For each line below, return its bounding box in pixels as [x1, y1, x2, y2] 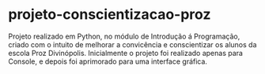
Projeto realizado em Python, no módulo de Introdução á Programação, [8, 31, 240, 41]
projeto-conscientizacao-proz [8, 6, 211, 24]
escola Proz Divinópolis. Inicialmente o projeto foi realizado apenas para [8, 48, 244, 57]
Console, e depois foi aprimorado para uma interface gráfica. [8, 57, 208, 66]
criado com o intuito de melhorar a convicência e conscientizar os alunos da [8, 39, 257, 49]
